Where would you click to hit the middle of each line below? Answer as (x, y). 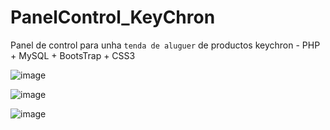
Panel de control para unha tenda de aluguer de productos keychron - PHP (165, 45)
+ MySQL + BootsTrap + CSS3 (73, 55)
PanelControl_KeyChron (113, 17)
